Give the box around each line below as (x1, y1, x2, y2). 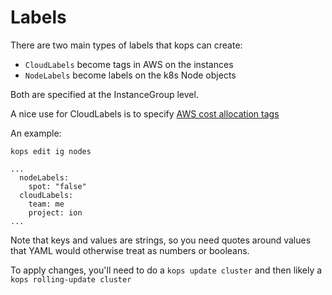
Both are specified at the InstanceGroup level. (10, 88, 199, 100)
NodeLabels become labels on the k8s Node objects (24, 69, 237, 81)
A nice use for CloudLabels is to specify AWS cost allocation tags (10, 107, 280, 120)
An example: (10, 127, 62, 139)
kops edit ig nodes (10, 146, 92, 156)
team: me (28, 199, 65, 209)
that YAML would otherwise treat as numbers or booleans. (10, 244, 250, 256)
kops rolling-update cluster (10, 274, 132, 285)
